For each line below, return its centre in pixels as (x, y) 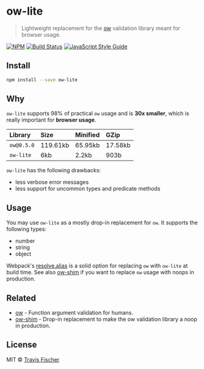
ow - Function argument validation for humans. (74, 313)
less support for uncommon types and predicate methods (88, 189)
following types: (27, 229)
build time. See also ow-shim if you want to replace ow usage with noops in (100, 272)
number (25, 241)
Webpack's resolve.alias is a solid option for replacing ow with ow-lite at (97, 266)
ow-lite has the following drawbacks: (54, 170)
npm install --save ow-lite (42, 80)
